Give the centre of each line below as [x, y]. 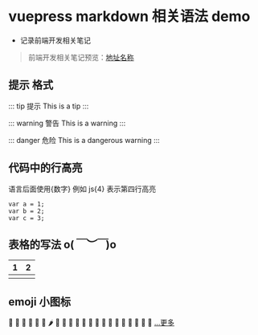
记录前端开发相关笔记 [55, 40]
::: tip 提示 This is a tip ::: [49, 106]
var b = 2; [27, 211]
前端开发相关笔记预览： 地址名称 [81, 57]
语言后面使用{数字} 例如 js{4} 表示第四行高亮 [82, 189]
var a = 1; [27, 204]
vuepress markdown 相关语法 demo [129, 16]
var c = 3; [27, 218]
